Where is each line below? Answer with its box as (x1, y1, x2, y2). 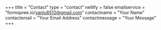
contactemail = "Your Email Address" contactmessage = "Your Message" (5, 15, 156, 20)
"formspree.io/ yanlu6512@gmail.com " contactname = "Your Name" (5, 9, 145, 15)
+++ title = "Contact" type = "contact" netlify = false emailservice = (5, 4, 145, 10)
